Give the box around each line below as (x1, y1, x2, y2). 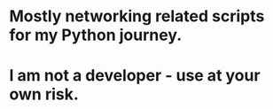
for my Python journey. (9, 25, 183, 45)
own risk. (9, 84, 80, 105)
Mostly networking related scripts (9, 6, 265, 27)
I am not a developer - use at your (9, 66, 261, 86)
